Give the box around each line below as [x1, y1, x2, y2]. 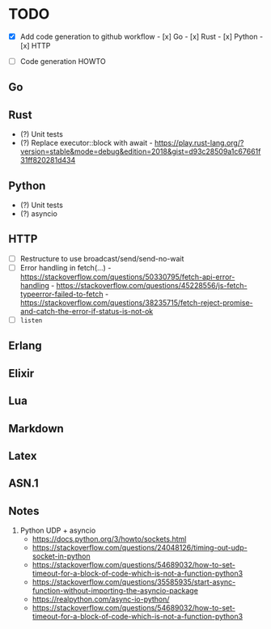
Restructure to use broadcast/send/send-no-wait [19, 253, 184, 263]
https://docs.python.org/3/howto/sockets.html [32, 534, 187, 544]
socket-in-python [32, 551, 91, 561]
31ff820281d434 [19, 155, 76, 165]
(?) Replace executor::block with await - [19, 138, 153, 148]
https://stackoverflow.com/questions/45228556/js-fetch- [56, 281, 248, 291]
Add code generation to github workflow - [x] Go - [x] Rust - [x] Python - [19, 32, 264, 41]
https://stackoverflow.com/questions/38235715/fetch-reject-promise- [19, 298, 253, 308]
